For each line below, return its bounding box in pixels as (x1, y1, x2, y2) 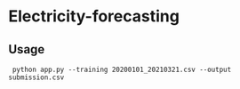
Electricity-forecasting (8, 6, 180, 27)
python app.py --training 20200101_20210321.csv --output (12, 65, 232, 74)
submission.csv (8, 73, 65, 82)
